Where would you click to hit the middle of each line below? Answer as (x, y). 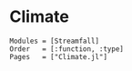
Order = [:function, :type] (67, 49)
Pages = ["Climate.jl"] (58, 56)
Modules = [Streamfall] (55, 41)
